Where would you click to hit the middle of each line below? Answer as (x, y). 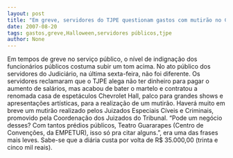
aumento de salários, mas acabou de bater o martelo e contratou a (102, 89)
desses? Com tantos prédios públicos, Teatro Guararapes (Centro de (105, 125)
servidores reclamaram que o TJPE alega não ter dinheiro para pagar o (108, 81)
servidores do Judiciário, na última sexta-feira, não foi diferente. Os (104, 74)
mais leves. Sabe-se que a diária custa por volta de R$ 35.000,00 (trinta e (113, 140)
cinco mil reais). (30, 148)
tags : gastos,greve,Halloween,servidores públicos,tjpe (89, 33)
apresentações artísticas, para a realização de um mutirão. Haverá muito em (116, 103)
